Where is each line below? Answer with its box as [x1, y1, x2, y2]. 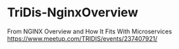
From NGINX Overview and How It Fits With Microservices [7, 27, 172, 35]
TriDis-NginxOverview [7, 5, 138, 20]
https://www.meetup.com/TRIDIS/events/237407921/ [7, 34, 158, 42]
